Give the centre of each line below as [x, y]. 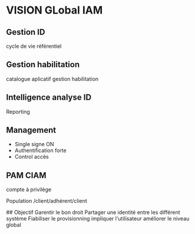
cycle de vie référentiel [34, 46]
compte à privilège [29, 190]
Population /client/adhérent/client [47, 201]
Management [31, 130]
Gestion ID [26, 32]
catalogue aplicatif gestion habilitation [52, 79]
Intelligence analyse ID [49, 98]
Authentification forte [40, 150]
